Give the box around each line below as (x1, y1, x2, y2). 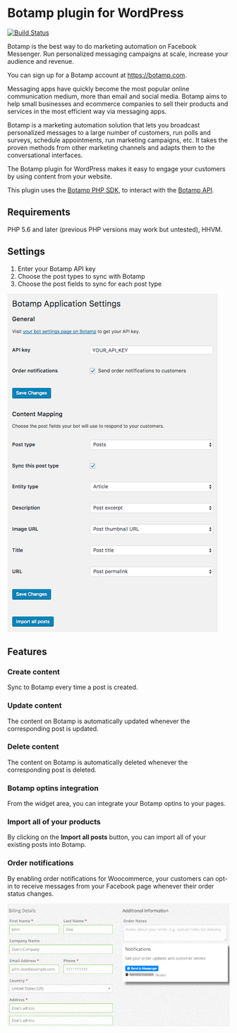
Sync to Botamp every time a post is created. (7, 683, 138, 691)
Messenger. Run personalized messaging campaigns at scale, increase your (7, 50, 229, 58)
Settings (7, 246, 46, 258)
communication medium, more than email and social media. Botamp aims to (7, 92, 227, 100)
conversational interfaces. (7, 151, 83, 159)
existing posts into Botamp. (7, 841, 87, 849)
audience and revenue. (7, 57, 74, 65)
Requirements (7, 207, 71, 219)
